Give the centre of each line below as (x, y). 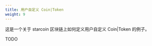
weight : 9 (15, 14)
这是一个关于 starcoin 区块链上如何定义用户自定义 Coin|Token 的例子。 (77, 29)
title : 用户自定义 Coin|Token (34, 10)
